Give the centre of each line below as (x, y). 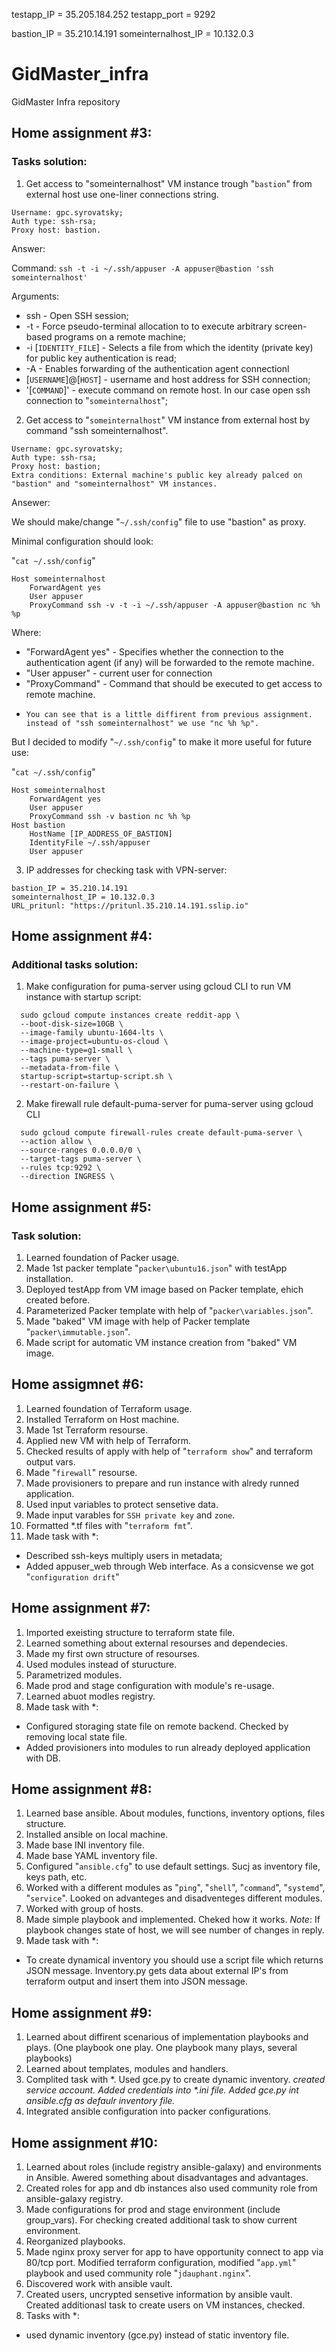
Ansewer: (31, 502)
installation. (49, 1278)
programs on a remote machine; (120, 336)
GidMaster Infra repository (66, 101)
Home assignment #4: (82, 936)
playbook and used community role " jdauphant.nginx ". (138, 2273)
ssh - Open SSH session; (77, 315)
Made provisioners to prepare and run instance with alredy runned (162, 1483)
